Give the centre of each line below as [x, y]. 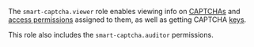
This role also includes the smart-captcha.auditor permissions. [111, 35]
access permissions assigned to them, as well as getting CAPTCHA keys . [127, 20]
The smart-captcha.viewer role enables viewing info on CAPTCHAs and [124, 11]
